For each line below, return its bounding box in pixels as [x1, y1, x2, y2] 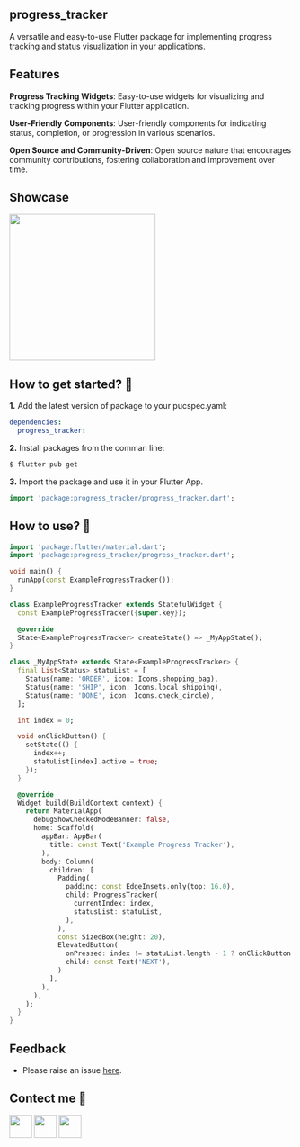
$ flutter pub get [9, 460, 78, 469]
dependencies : [9, 418, 63, 427]
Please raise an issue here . [22, 1065, 123, 1075]
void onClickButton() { [17, 732, 106, 741]
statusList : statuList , [73, 907, 163, 917]
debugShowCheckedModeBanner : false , [32, 815, 171, 825]
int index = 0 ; [17, 716, 75, 725]
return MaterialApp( [25, 807, 102, 816]
